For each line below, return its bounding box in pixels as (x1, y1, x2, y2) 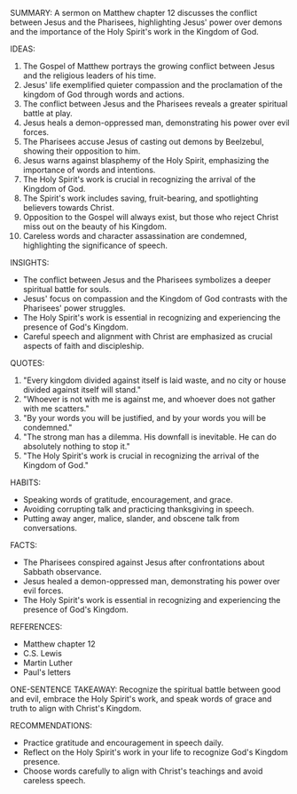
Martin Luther (22, 657, 74, 668)
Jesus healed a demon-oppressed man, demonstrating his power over (22, 576, 280, 586)
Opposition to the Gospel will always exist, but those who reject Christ (22, 212, 279, 222)
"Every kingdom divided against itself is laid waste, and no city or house (22, 375, 286, 385)
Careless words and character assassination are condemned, (22, 231, 247, 241)
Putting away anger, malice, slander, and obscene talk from (22, 513, 240, 523)
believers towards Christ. (22, 202, 114, 212)
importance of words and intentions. (22, 164, 156, 175)
